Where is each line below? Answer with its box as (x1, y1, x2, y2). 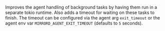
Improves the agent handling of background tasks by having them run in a (5, 4, 157, 10)
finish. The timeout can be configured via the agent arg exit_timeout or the (5, 15, 160, 20)
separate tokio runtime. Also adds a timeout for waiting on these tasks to (5, 9, 155, 15)
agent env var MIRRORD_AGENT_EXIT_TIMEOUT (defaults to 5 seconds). (5, 20, 143, 26)
